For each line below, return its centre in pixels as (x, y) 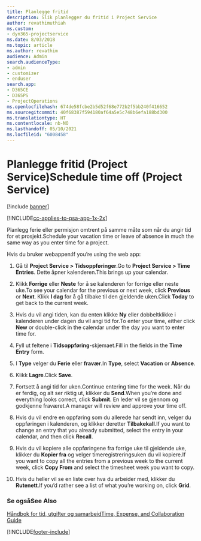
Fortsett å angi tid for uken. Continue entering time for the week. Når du (103, 386)
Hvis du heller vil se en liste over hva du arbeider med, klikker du (95, 479)
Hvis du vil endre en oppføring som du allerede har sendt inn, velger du (103, 417)
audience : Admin (27, 56)
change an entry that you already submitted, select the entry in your (99, 430)
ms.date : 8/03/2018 (31, 40)
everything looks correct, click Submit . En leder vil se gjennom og (97, 399)
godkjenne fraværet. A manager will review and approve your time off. (101, 405)
